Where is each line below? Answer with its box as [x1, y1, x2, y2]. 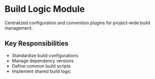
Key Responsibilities [4, 39, 69, 48]
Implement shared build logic [11, 68, 71, 74]
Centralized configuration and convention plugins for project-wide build [4, 20, 151, 26]
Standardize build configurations [11, 52, 78, 58]
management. [4, 25, 33, 31]
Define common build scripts [11, 63, 71, 69]
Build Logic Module [4, 3, 85, 15]
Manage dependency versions [11, 58, 74, 64]
